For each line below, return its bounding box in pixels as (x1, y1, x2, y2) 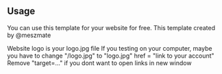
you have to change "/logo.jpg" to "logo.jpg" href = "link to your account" (7, 51, 214, 60)
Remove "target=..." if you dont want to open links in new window (7, 58, 192, 67)
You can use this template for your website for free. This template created (7, 23, 216, 32)
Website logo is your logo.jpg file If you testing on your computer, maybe (7, 44, 212, 52)
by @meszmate (7, 31, 51, 39)
